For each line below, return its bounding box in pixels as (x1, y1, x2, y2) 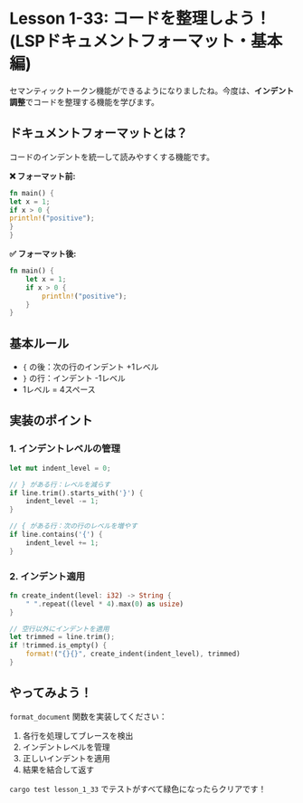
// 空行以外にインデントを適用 (9, 624, 110, 634)
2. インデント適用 (9, 569, 86, 582)
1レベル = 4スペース (22, 384, 96, 395)
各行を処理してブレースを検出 (22, 730, 134, 741)
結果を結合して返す (22, 764, 95, 775)
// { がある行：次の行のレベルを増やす (9, 521, 138, 531)
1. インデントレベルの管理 (9, 443, 120, 455)
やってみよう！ (9, 685, 92, 701)
